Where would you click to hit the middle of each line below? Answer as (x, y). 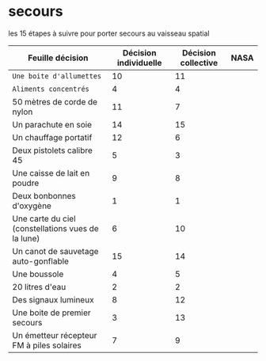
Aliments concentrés (51, 89)
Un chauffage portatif (52, 137)
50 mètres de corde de (55, 101)
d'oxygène (32, 206)
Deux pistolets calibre (53, 150)
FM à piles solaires (47, 345)
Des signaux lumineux (53, 299)
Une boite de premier (51, 313)
